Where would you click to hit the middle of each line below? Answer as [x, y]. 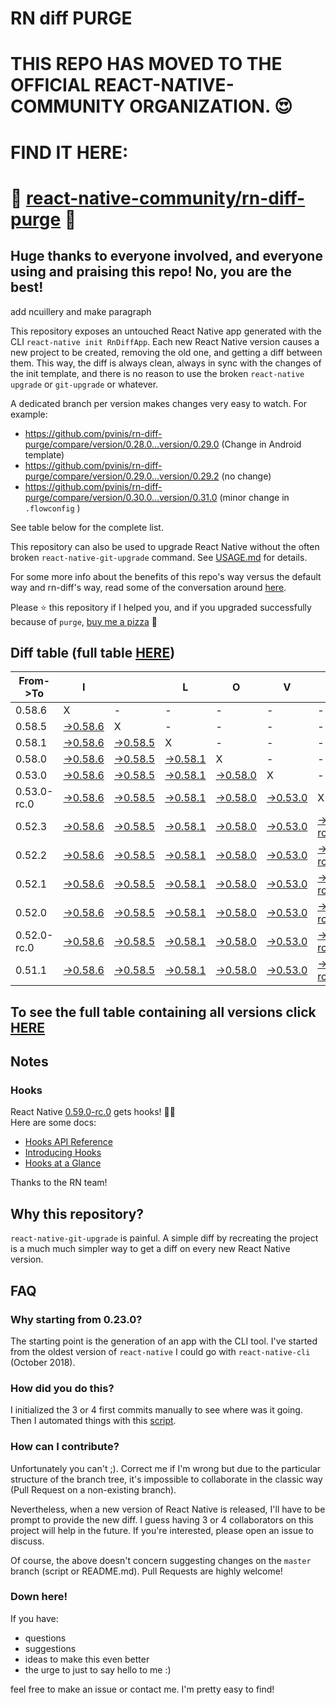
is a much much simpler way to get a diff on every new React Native [150, 1249]
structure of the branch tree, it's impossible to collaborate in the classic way [166, 1479]
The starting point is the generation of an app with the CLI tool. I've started [164, 1341]
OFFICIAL [50, 85]
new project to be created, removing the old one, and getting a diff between [166, 352]
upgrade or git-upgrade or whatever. [84, 384]
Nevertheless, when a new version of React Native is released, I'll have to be [168, 1509]
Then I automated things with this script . [93, 1421]
